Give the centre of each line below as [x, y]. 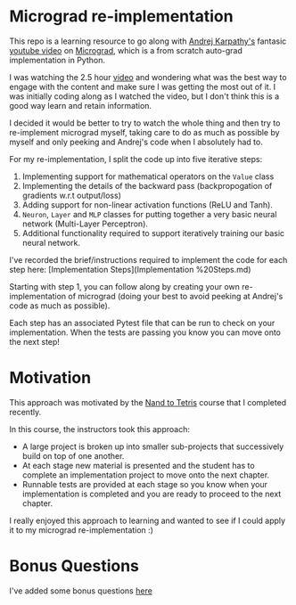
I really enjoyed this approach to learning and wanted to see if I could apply [148, 520]
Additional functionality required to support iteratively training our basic [153, 233]
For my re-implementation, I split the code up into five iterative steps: [136, 159]
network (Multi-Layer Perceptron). [85, 224]
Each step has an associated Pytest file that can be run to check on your [142, 323]
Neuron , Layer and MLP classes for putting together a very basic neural [149, 214]
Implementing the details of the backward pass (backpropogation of [147, 185]
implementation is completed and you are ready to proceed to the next [152, 494]
